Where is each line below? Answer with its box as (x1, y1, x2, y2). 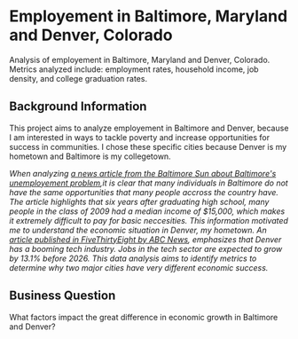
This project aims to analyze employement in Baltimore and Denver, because (9, 122, 289, 133)
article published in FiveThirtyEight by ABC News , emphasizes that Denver (9, 233, 282, 245)
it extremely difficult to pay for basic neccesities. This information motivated (9, 215, 288, 225)
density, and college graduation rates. (9, 73, 148, 83)
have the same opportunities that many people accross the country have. (9, 186, 279, 197)
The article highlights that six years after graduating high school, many (9, 196, 270, 207)
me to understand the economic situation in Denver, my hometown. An (9, 225, 268, 235)
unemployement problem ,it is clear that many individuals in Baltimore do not (9, 177, 288, 188)
